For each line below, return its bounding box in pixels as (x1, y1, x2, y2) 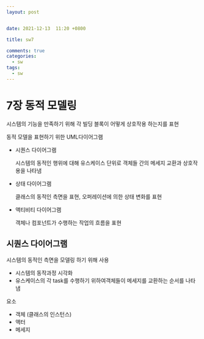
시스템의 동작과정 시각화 (15, 269, 73, 276)
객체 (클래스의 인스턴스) (15, 310, 72, 318)
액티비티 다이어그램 (15, 206, 62, 213)
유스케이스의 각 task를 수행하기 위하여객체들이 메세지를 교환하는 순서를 (15, 276, 184, 284)
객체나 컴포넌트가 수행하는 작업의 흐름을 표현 (15, 219, 122, 226)
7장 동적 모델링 (6, 99, 78, 112)
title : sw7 (6, 36, 34, 43)
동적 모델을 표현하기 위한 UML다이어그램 (6, 133, 103, 140)
